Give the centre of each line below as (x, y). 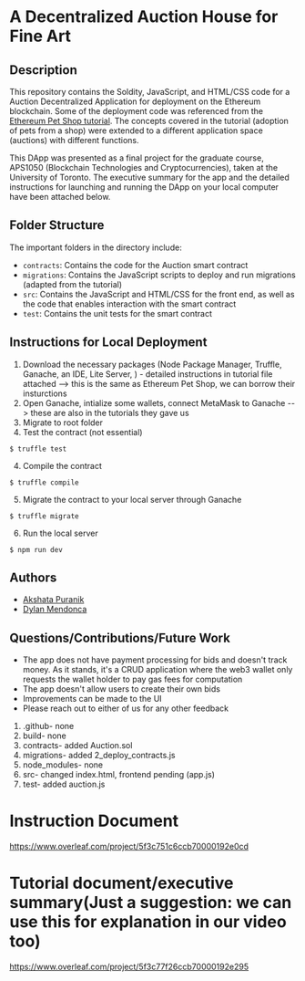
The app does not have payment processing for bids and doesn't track (155, 660)
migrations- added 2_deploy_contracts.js (99, 756)
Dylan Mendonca (55, 610)
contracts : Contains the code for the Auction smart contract (135, 265)
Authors (33, 578)
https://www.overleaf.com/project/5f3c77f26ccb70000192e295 (129, 967)
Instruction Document (94, 821)
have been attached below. (60, 197)
